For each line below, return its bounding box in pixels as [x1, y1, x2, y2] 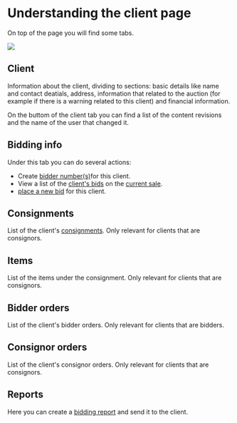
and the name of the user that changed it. [7, 118, 130, 126]
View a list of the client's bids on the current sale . [17, 179, 163, 188]
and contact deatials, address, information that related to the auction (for [7, 89, 221, 98]
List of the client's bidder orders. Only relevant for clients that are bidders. [7, 321, 225, 329]
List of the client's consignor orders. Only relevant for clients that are [7, 360, 209, 369]
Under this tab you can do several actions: [7, 158, 132, 166]
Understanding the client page [7, 5, 191, 21]
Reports [7, 389, 44, 401]
